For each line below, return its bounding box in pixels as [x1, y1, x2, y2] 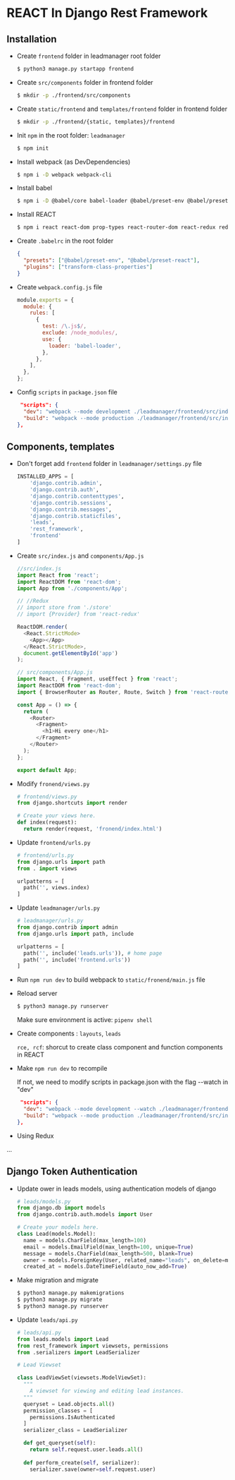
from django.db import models [16, 1205, 106, 1212]
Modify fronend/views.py [16, 779, 90, 788]
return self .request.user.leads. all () [30, 1446, 144, 1453]
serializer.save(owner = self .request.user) [30, 1466, 156, 1473]
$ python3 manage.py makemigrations [16, 1289, 125, 1296]
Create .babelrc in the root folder [16, 236, 114, 245]
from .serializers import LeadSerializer [16, 1349, 141, 1356]
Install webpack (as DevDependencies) [16, 157, 131, 166]
